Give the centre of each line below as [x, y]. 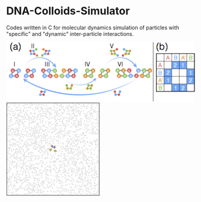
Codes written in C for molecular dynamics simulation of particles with [93, 27]
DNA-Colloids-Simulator [68, 11]
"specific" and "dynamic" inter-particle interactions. [70, 33]
